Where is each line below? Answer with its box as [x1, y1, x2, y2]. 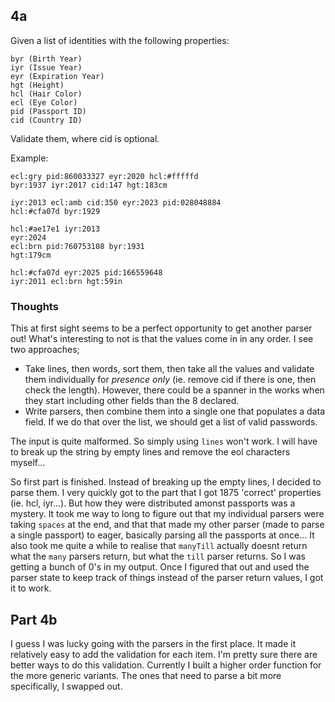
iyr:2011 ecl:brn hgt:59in [10, 276, 123, 286]
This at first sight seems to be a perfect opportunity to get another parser [10, 322, 313, 334]
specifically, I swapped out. [10, 680, 123, 692]
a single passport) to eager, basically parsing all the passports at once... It [10, 529, 315, 541]
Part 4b [10, 611, 58, 628]
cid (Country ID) [10, 115, 83, 125]
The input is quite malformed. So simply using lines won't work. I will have [10, 435, 318, 448]
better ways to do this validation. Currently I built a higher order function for [10, 659, 322, 671]
